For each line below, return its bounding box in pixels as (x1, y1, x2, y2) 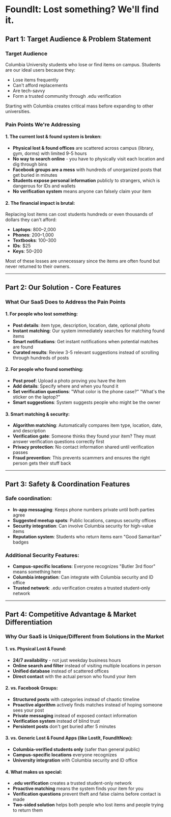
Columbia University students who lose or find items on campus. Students (5, 61, 161, 67)
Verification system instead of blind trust (12, 718, 100, 724)
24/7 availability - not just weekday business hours (12, 657, 121, 663)
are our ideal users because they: (5, 67, 75, 73)
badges (12, 539, 29, 545)
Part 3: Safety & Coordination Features (5, 480, 130, 488)
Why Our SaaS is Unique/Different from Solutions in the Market (5, 633, 164, 640)
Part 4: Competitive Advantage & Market (5, 610, 136, 618)
